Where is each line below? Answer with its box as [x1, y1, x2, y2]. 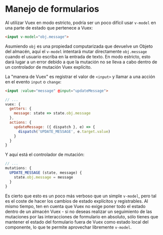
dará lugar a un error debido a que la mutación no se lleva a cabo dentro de [5, 59, 158, 65]
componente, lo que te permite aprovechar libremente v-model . [5, 224, 132, 230]
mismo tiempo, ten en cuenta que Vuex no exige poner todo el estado [5, 203, 146, 209]
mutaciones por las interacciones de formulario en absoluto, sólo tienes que [5, 213, 159, 219]
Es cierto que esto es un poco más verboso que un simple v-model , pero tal [5, 193, 157, 199]
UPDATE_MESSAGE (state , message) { [9, 170, 82, 175]
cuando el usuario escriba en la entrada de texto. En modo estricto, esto [5, 53, 151, 59]
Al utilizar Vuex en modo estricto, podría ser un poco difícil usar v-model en [5, 20, 157, 26]
